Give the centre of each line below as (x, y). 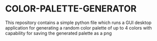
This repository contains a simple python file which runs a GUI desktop (78, 22)
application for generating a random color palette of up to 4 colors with (78, 27)
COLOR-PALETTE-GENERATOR (71, 9)
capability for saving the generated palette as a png (58, 33)
